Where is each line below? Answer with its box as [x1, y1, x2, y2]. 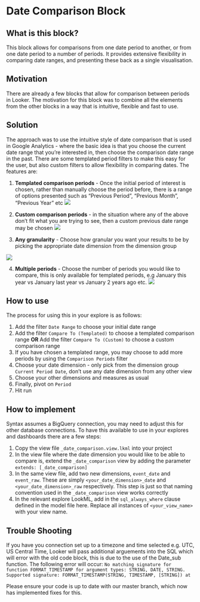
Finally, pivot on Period [14, 380, 72, 388]
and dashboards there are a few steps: [6, 433, 101, 440]
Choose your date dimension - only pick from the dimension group [14, 361, 179, 369]
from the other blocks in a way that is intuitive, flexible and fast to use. [6, 102, 179, 110]
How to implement [6, 404, 76, 415]
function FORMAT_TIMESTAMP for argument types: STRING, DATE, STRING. [6, 567, 186, 573]
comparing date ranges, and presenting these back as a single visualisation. [6, 57, 193, 63]
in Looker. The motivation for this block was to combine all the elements [6, 96, 183, 103]
